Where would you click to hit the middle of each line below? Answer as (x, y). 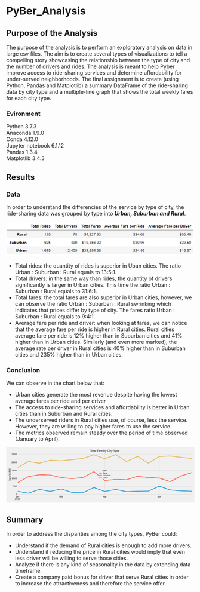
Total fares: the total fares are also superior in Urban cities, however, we (103, 297)
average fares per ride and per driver (60, 401)
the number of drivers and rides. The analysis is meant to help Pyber (90, 66)
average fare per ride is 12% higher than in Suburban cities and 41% (99, 335)
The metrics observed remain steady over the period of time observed (101, 433)
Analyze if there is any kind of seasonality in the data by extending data (103, 565)
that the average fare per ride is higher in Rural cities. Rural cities (95, 329)
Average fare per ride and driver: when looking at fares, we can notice (101, 323)
